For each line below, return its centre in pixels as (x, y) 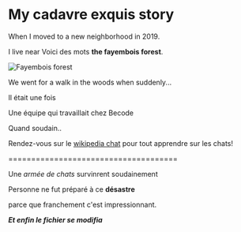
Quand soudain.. (35, 128)
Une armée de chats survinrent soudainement (83, 174)
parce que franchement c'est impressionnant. (83, 204)
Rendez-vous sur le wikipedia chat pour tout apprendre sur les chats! (121, 143)
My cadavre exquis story (91, 15)
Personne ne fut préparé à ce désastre (72, 189)
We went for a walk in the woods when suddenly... (90, 82)
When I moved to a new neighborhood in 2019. (84, 36)
